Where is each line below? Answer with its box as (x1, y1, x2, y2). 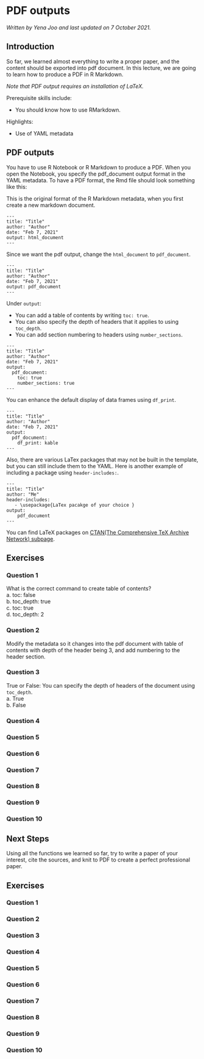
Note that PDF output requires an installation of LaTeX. (6, 82, 144, 90)
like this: (6, 183, 27, 190)
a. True (6, 694, 24, 702)
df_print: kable (17, 440, 59, 446)
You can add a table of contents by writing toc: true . (15, 312, 149, 319)
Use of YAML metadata (15, 129, 74, 137)
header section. (6, 653, 46, 660)
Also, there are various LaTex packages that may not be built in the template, (6, 455, 199, 463)
